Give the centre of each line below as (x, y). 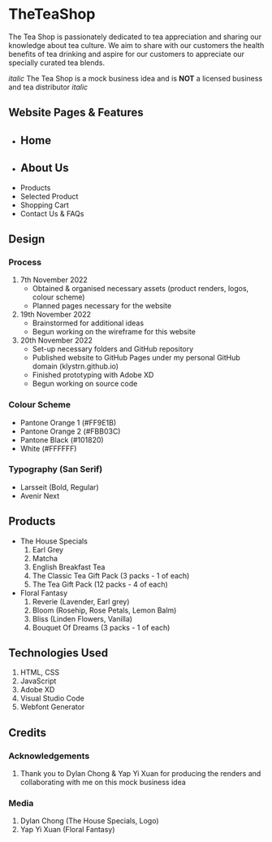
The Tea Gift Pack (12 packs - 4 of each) (100, 584)
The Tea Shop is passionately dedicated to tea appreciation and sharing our (135, 37)
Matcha (45, 558)
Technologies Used (58, 653)
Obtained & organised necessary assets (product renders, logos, (140, 289)
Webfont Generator (52, 707)
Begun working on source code (85, 384)
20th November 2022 (56, 340)
